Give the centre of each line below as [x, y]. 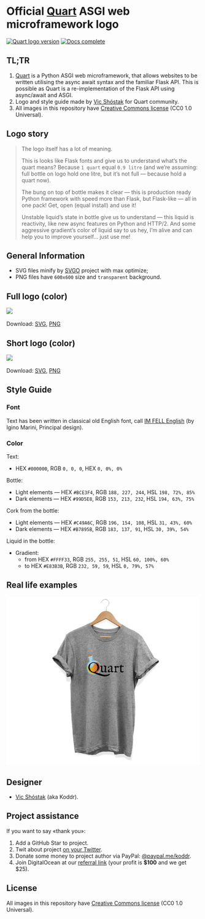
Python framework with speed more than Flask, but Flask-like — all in [109, 198]
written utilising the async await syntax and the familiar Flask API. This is [107, 82]
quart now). [36, 180]
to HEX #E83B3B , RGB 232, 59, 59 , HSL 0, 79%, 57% [89, 565]
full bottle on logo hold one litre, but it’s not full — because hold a [104, 174]
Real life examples [42, 585]
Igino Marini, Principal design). [45, 427]
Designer [24, 782]
